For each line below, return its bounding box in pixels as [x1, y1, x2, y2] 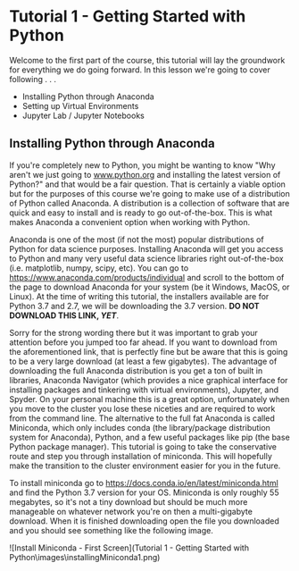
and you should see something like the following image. [9, 525, 214, 535]
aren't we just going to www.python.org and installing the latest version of [9, 169, 281, 180]
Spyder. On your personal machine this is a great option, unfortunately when [9, 393, 290, 404]
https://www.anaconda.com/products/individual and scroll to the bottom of [9, 272, 285, 282]
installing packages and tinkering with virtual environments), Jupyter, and [9, 384, 279, 395]
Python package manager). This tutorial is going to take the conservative [9, 441, 278, 452]
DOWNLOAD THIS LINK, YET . [9, 310, 119, 321]
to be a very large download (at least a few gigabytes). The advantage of [9, 356, 278, 366]
